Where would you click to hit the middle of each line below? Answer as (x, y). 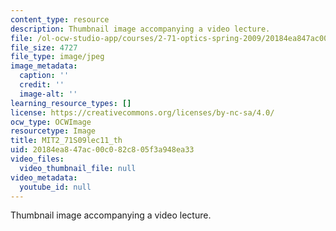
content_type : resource (60, 19)
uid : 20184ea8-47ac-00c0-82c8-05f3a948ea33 (102, 150)
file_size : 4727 (44, 47)
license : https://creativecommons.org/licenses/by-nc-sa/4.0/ (142, 112)
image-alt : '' (48, 94)
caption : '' (44, 76)
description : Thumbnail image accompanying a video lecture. (140, 29)
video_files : (37, 159)
